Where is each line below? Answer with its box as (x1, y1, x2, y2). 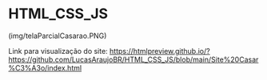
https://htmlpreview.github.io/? (109, 46, 210, 55)
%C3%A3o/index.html (8, 63, 82, 72)
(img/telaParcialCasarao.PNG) (8, 31, 107, 40)
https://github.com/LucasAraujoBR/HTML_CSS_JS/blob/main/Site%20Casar (8, 55, 259, 64)
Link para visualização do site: (8, 46, 108, 55)
